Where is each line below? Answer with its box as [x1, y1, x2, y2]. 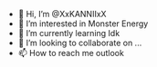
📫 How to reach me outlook [17, 48, 125, 58]
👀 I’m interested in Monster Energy [17, 18, 149, 29]
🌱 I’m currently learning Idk [17, 28, 120, 38]
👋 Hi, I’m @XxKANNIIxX [17, 9, 107, 19]
